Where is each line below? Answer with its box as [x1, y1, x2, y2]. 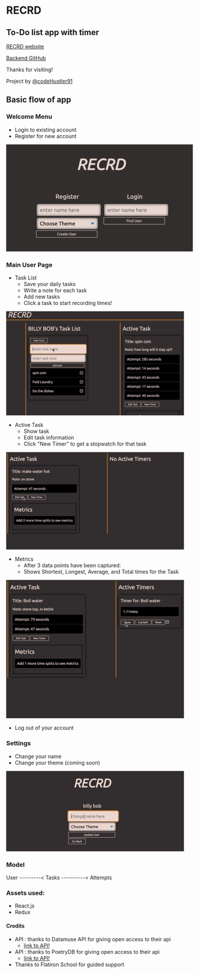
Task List [14, 274, 37, 281]
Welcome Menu [6, 112, 52, 121]
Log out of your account [14, 724, 74, 731]
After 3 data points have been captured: [23, 562, 121, 569]
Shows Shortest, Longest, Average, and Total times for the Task [23, 568, 179, 576]
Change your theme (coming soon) [14, 759, 101, 766]
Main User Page [6, 261, 53, 269]
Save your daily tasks [23, 281, 76, 288]
